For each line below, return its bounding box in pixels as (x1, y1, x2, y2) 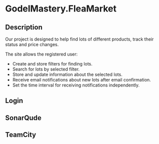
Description (5, 23, 42, 31)
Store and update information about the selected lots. (12, 71, 122, 77)
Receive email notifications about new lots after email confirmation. (12, 77, 151, 82)
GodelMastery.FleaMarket (5, 3, 116, 14)
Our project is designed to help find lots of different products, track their (5, 36, 154, 42)
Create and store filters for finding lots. (12, 61, 92, 66)
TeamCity (5, 130, 36, 139)
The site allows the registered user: (5, 51, 78, 57)
